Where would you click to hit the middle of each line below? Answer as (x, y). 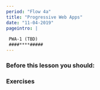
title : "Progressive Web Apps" (44, 17)
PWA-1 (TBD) (23, 39)
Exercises (21, 81)
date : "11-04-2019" (30, 22)
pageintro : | (22, 28)
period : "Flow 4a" (29, 12)
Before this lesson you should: (51, 65)
